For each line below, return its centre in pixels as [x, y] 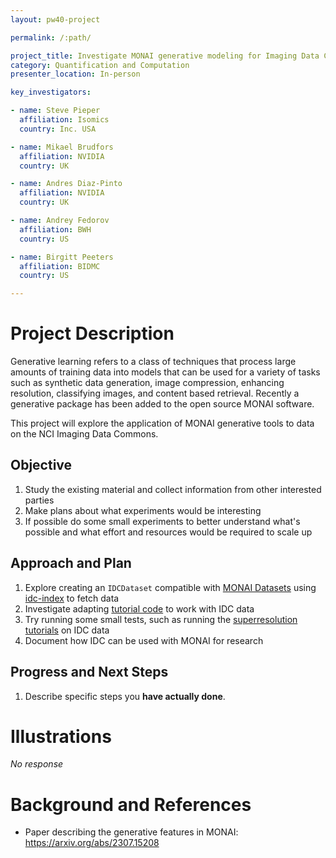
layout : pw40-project [55, 19]
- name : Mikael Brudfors [62, 147]
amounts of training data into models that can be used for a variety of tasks [165, 372]
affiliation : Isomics [64, 120]
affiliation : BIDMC [60, 266]
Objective [41, 465]
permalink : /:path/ [51, 37]
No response [37, 764]
